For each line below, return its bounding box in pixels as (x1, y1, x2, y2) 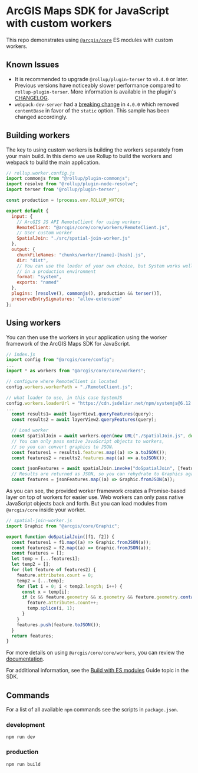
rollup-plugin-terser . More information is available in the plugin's (14, 88, 177, 95)
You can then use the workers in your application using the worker (6, 333, 167, 341)
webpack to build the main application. (6, 159, 100, 166)
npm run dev (6, 734, 35, 740)
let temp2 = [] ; (11, 561, 51, 568)
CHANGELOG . (14, 94, 49, 101)
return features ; (11, 633, 54, 639)
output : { (11, 247, 35, 253)
